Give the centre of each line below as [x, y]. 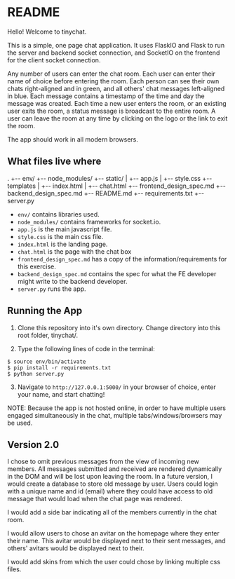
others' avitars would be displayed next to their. [76, 548]
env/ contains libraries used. [58, 214]
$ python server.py [36, 374]
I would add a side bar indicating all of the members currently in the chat [112, 512]
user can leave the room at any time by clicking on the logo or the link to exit [117, 118]
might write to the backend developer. [72, 281]
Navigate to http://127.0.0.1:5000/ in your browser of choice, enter [116, 387]
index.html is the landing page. [62, 244]
